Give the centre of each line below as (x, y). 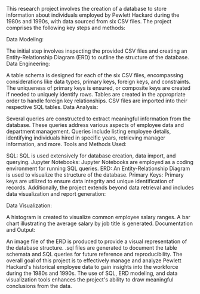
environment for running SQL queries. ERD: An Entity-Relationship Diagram (98, 168)
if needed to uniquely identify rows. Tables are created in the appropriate (96, 94)
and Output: (21, 230)
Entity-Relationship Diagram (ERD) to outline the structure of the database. (98, 57)
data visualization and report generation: (56, 194)
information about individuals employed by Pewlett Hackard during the (93, 15)
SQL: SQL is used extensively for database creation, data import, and (91, 156)
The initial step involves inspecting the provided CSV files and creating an (97, 51)
